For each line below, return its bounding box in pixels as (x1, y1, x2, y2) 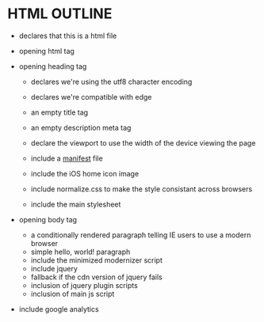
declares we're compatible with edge (30, 92, 152, 101)
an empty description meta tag (30, 123, 132, 132)
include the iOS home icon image (30, 169, 140, 178)
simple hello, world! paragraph (30, 247, 131, 256)
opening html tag (18, 46, 75, 55)
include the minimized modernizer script (30, 255, 163, 265)
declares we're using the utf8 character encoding (30, 77, 193, 86)
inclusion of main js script (30, 289, 115, 298)
